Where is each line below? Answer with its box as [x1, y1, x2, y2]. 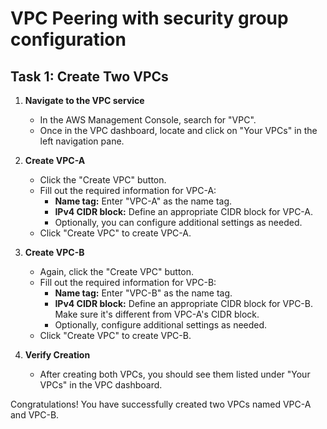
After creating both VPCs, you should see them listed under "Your [39, 368, 311, 380]
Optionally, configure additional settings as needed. [54, 319, 268, 331]
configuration [10, 28, 127, 51]
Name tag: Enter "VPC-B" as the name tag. [54, 287, 233, 299]
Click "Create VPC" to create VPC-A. [39, 227, 192, 239]
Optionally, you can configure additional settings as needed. [54, 217, 303, 228]
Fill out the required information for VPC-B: [39, 277, 217, 288]
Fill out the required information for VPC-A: [39, 185, 217, 196]
